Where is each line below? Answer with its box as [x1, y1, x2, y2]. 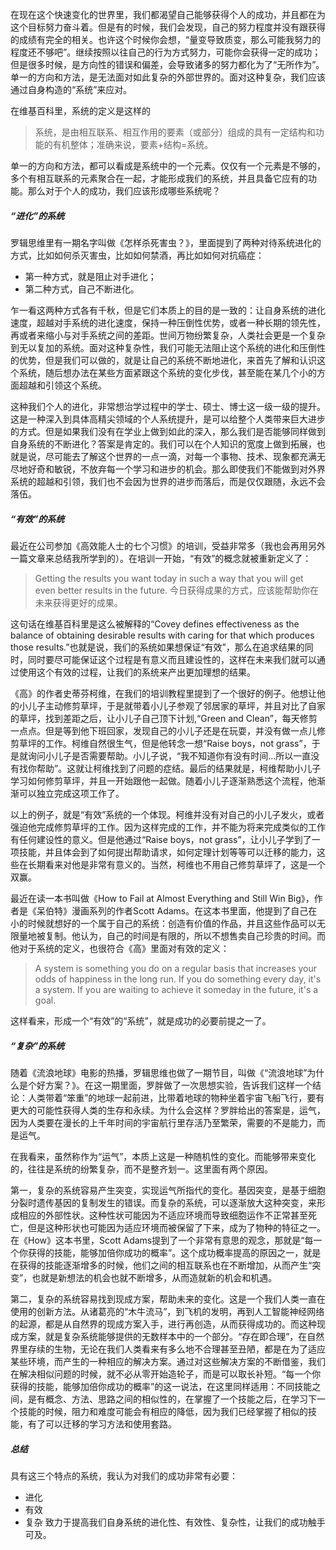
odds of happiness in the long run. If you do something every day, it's [34, 973, 322, 985]
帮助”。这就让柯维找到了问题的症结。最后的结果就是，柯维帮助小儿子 [36, 762, 322, 774]
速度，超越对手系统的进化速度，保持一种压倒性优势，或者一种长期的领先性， [10, 316, 326, 328]
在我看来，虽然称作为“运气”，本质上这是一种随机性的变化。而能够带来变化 [10, 1150, 317, 1162]
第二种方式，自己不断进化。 [24, 283, 140, 295]
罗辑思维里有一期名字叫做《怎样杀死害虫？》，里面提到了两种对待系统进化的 [10, 236, 322, 248]
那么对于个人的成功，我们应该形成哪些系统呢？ [27, 185, 221, 197]
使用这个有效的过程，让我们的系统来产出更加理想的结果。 [18, 666, 256, 678]
